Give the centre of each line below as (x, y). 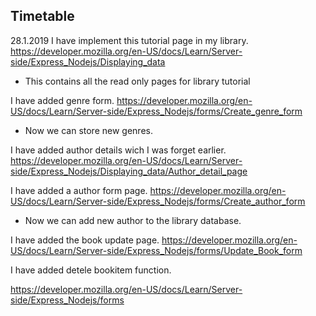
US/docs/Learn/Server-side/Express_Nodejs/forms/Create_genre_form (156, 111)
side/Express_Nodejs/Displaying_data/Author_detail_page (129, 171)
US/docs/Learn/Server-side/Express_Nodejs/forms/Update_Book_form (156, 250)
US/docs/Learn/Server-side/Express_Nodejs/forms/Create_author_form (158, 201)
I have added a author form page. (79, 190)
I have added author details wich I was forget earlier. (118, 150)
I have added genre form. (62, 100)
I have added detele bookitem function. (91, 270)
